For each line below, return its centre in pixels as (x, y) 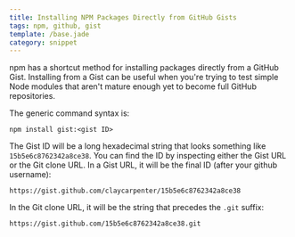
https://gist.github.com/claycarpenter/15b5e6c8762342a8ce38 (125, 191)
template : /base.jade (49, 34)
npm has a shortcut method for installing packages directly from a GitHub (144, 68)
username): (30, 175)
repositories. (33, 96)
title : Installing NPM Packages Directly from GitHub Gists (123, 17)
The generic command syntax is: (70, 113)
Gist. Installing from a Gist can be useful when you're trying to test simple (144, 78)
